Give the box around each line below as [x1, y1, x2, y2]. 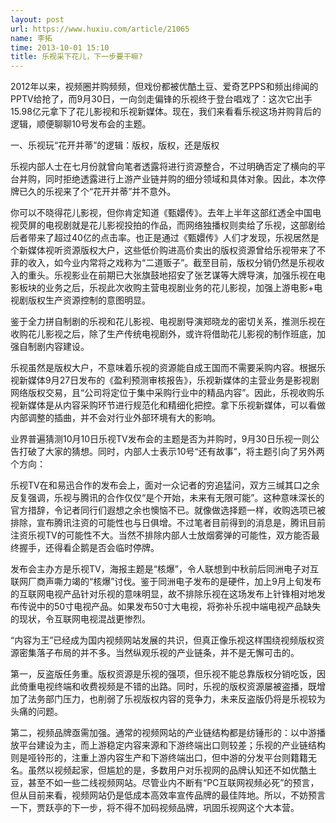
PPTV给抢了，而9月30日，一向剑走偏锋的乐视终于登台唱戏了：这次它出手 [10, 93, 313, 105]
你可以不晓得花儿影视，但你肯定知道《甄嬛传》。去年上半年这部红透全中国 [10, 207, 313, 219]
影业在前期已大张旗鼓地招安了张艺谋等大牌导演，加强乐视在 [71, 269, 317, 281]
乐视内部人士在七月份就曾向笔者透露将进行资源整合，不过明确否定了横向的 [10, 161, 317, 173]
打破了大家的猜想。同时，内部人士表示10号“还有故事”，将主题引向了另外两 [18, 446, 325, 458]
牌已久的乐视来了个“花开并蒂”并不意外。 [10, 186, 177, 198]
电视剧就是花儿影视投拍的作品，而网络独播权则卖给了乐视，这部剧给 [44, 219, 326, 231]
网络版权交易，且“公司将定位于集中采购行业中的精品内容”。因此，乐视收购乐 [10, 387, 325, 399]
